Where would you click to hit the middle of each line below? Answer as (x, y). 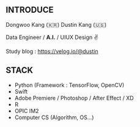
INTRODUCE (30, 10)
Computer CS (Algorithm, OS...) (54, 117)
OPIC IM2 (27, 111)
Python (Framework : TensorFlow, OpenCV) (69, 85)
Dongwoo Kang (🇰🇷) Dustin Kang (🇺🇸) (56, 24)
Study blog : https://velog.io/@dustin (52, 51)
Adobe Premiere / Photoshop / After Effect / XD (74, 98)
